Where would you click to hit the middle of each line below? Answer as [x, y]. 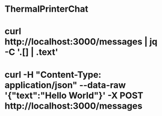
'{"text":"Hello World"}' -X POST [74, 95]
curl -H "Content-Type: [53, 75]
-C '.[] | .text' [32, 52]
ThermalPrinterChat [47, 9]
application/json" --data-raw [65, 85]
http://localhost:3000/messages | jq [81, 42]
